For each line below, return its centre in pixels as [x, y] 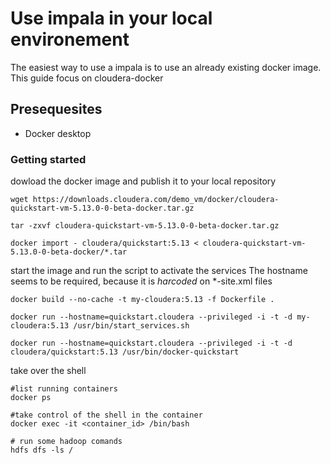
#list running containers [64, 389]
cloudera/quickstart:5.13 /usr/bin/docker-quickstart [125, 352]
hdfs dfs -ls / [42, 450]
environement [70, 39]
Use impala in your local [111, 18]
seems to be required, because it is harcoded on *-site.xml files [141, 281]
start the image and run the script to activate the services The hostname [159, 271]
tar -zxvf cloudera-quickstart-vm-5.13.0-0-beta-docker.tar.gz [145, 226]
